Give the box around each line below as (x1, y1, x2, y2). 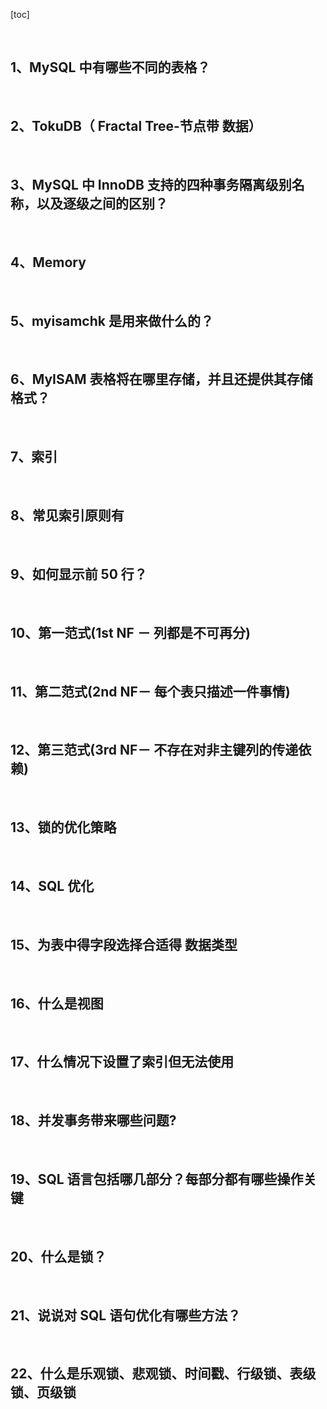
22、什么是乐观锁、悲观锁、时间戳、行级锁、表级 (10, 1365, 317, 1383)
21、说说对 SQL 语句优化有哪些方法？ (10, 1307, 242, 1324)
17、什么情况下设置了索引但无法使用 (10, 1054, 235, 1071)
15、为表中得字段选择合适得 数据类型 (10, 936, 238, 953)
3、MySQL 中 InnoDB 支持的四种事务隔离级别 (10, 177, 292, 194)
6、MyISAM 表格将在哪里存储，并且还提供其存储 (10, 371, 313, 388)
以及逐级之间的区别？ (36, 195, 168, 213)
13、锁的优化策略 (10, 819, 117, 836)
